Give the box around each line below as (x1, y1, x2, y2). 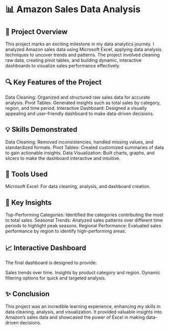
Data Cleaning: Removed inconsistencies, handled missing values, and (5, 138, 154, 145)
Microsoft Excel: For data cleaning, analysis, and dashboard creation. (5, 183, 151, 190)
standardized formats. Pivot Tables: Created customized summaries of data (5, 144, 164, 150)
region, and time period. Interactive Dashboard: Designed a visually (5, 105, 147, 111)
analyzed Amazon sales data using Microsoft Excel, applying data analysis (5, 46, 162, 52)
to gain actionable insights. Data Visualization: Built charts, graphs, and (5, 150, 155, 156)
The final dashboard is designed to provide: (5, 260, 97, 266)
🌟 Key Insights (5, 198, 52, 207)
